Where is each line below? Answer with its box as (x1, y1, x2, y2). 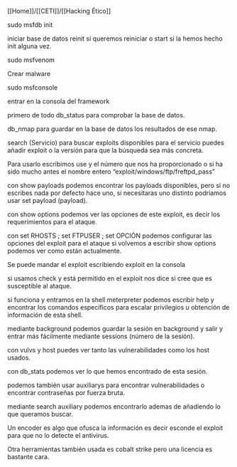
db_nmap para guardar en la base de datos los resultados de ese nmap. (7, 125, 218, 133)
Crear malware (7, 70, 51, 78)
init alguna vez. (7, 42, 52, 50)
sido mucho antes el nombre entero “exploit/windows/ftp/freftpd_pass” (7, 167, 215, 176)
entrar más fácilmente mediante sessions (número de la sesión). (7, 332, 195, 340)
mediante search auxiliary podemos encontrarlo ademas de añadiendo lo (7, 402, 221, 411)
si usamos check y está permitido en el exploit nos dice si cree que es (7, 274, 213, 283)
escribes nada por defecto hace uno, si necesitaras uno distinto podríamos (7, 189, 227, 197)
